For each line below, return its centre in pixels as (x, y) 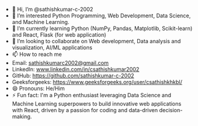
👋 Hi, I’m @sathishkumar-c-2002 (52, 9)
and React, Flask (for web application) (59, 35)
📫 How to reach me (37, 54)
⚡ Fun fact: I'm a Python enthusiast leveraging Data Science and (91, 95)
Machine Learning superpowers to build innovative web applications (97, 104)
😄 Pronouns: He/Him (38, 88)
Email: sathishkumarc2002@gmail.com (60, 63)
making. (22, 116)
